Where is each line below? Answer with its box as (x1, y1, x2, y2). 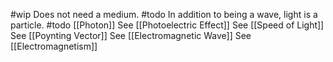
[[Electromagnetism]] (10, 40, 98, 52)
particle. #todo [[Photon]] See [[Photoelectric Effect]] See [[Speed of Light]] (10, 19, 325, 31)
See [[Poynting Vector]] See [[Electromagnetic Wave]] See (10, 30, 252, 41)
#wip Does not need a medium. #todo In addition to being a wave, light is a (10, 9, 318, 20)
